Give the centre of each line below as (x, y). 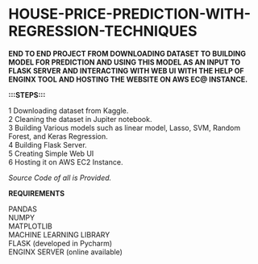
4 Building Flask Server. (48, 145)
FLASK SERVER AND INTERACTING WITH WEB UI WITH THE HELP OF (126, 70)
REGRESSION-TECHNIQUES (103, 31)
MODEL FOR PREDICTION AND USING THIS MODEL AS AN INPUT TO (125, 62)
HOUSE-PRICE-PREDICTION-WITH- (130, 14)
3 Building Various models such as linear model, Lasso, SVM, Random (125, 128)
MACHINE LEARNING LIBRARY (59, 234)
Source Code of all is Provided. (60, 178)
